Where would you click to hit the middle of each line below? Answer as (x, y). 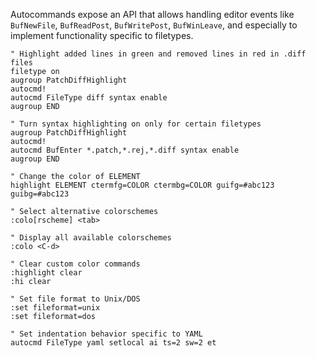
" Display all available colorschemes (91, 238)
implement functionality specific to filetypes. (102, 35)
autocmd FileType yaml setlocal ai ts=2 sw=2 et (113, 343)
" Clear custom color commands (75, 264)
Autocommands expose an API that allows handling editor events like (152, 14)
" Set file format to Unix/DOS (75, 299)
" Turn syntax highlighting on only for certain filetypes (136, 124)
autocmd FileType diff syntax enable (89, 98)
